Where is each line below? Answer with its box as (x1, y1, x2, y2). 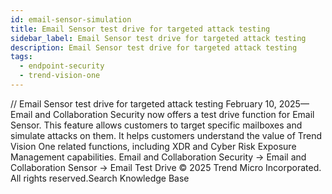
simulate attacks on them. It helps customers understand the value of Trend (10, 129, 323, 141)
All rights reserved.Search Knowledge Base (10, 172, 190, 184)
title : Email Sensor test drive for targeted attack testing (10, 24, 271, 34)
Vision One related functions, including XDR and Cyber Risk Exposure (10, 140, 297, 152)
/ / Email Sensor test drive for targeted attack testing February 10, (10, 97, 277, 110)
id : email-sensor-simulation (10, 14, 132, 25)
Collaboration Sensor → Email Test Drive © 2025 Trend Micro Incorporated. (10, 161, 322, 173)
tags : (10, 52, 33, 62)
